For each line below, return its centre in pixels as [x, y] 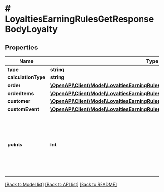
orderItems [21, 93]
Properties [21, 47]
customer [19, 101]
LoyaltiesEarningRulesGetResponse [80, 19]
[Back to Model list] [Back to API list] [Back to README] [61, 184]
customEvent [23, 109]
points [15, 145]
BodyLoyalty [31, 29]
